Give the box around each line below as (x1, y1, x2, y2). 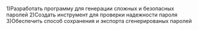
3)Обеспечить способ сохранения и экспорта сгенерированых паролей (6, 18, 192, 24)
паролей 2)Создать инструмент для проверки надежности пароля (6, 11, 178, 18)
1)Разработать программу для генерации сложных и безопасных (6, 5, 175, 12)
